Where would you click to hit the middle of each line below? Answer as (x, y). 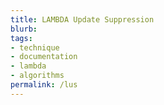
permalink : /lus (44, 85)
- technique (35, 47)
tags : (21, 38)
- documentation (44, 57)
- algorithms (37, 76)
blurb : (24, 29)
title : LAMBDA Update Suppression (82, 19)
